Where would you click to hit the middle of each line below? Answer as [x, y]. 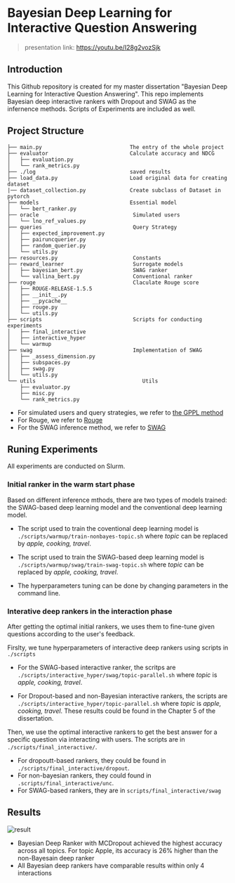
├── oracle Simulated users [94, 215]
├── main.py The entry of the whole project [116, 147]
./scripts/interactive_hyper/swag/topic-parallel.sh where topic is [117, 675]
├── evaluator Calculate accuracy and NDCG [111, 153]
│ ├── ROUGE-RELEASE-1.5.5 [50, 289]
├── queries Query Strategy [92, 227]
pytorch [19, 196]
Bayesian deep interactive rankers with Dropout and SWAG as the [102, 101]
